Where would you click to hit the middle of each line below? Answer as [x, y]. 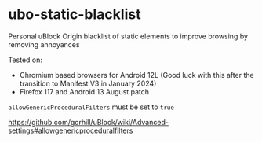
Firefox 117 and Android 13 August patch [84, 91]
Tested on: [25, 60]
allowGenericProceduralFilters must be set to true [91, 107]
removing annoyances [44, 44]
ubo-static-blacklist [75, 15]
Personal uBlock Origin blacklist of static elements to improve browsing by [128, 36]
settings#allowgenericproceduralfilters [71, 130]
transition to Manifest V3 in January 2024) [88, 83]
